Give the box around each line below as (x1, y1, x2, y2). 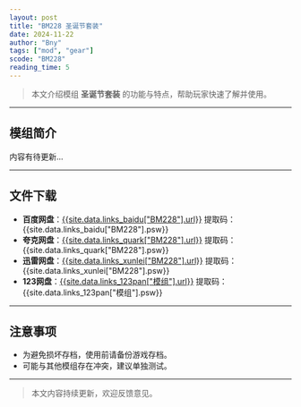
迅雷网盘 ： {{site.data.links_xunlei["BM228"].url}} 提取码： (21, 255, 237, 266)
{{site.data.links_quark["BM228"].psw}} (21, 244, 169, 255)
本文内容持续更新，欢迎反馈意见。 (30, 388, 158, 399)
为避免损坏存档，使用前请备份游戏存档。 (21, 350, 172, 360)
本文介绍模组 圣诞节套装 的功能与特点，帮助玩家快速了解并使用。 (30, 89, 271, 99)
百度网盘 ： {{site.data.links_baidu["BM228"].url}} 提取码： (21, 214, 236, 225)
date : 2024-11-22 (9, 30, 74, 38)
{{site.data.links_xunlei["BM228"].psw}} (21, 265, 170, 276)
